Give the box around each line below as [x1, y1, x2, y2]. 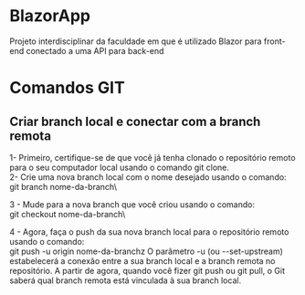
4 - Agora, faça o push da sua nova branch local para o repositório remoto [9, 226, 289, 237]
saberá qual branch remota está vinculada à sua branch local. [9, 275, 242, 286]
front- [263, 36, 286, 47]
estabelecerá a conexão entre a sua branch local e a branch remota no [9, 255, 276, 266]
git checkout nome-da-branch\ [9, 208, 126, 219]
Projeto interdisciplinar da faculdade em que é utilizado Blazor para [9, 36, 262, 47]
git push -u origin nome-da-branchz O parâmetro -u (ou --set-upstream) [9, 246, 283, 257]
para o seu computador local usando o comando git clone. [9, 162, 230, 173]
